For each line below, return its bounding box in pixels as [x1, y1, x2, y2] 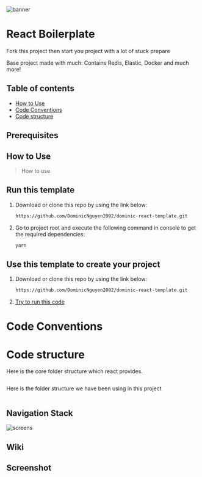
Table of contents [6, 83, 74, 94]
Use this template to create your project [6, 259, 161, 269]
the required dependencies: [15, 230, 85, 238]
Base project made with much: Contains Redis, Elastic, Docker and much [6, 59, 189, 67]
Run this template [6, 185, 75, 195]
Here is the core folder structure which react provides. [6, 368, 143, 375]
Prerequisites [6, 130, 59, 140]
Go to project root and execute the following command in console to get [15, 224, 197, 231]
